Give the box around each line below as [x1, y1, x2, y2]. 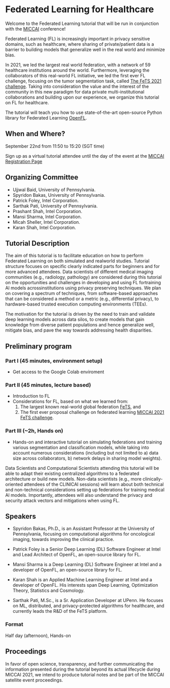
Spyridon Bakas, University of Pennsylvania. [12, 192, 106, 198]
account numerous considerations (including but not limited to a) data [12, 450, 159, 456]
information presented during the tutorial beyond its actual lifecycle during [5, 666, 161, 672]
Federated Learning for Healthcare [5, 4, 154, 15]
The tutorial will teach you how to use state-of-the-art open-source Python [5, 109, 162, 115]
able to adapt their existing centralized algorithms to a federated [5, 470, 140, 476]
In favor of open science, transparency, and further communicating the [5, 661, 154, 667]
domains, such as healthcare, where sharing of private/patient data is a [5, 41, 154, 47]
